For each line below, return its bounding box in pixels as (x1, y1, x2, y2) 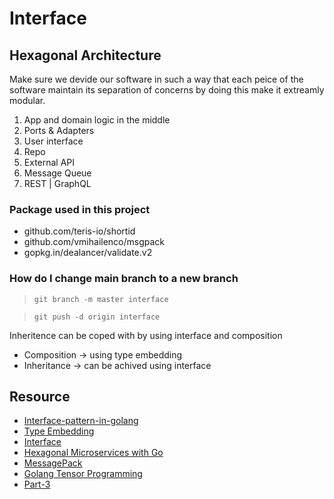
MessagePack (23, 457, 83, 469)
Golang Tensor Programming (23, 468, 143, 480)
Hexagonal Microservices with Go (23, 447, 164, 459)
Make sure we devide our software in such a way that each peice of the (9, 73, 304, 85)
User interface (23, 135, 84, 147)
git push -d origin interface (33, 312, 161, 322)
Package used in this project (9, 202, 151, 216)
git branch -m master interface (33, 294, 169, 304)
